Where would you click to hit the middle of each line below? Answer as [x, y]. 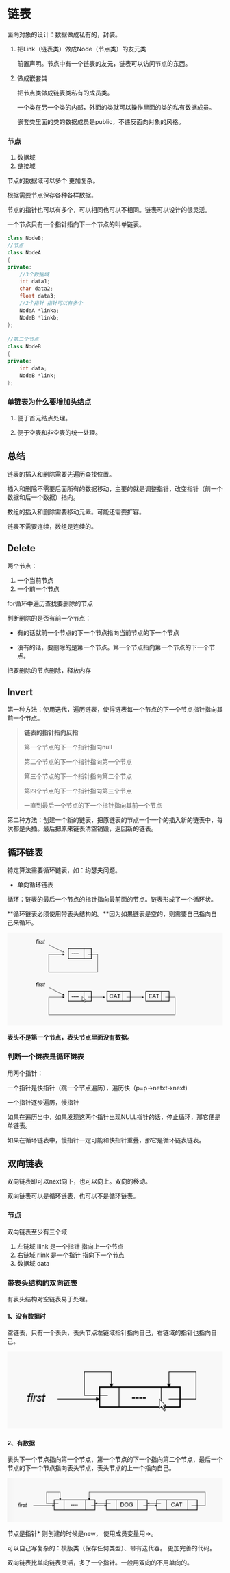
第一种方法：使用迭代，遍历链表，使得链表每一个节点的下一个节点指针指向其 [115, 710]
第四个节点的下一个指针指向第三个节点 [78, 791]
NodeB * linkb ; [39, 317]
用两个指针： [25, 1073]
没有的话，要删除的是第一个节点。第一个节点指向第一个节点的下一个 [113, 647]
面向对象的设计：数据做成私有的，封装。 [64, 34]
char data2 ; [36, 289]
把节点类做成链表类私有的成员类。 [65, 93]
